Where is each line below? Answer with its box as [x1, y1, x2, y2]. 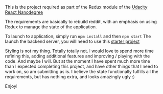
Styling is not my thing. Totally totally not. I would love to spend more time [5, 48, 154, 54]
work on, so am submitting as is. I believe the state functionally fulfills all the [5, 69, 159, 75]
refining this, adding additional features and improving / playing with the [5, 53, 150, 59]
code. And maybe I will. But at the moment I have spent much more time [5, 58, 150, 64]
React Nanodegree [5, 9, 43, 15]
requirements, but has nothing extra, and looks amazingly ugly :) [5, 74, 135, 79]
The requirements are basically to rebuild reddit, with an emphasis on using [5, 19, 157, 24]
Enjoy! [5, 83, 18, 89]
